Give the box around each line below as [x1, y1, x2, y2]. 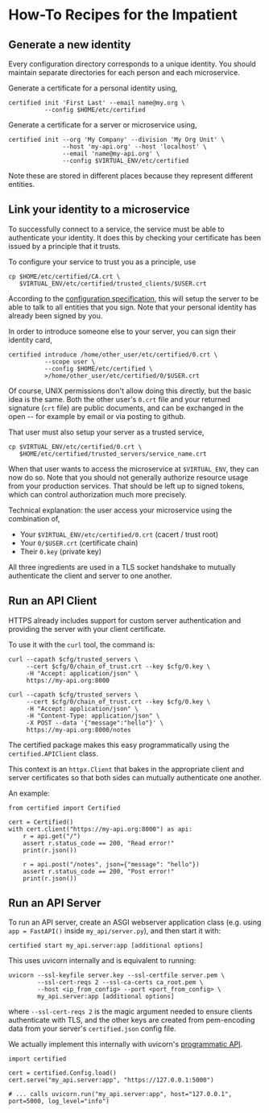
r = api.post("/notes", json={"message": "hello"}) [23, 860, 200, 868]
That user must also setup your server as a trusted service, [8, 427, 205, 437]
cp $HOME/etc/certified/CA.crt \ [8, 272, 121, 280]
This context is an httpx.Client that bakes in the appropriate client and [8, 764, 244, 774]
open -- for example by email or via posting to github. [8, 411, 186, 421]
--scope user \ [43, 357, 95, 366]
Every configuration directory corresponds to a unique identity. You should [8, 59, 256, 69]
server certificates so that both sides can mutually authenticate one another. [8, 772, 262, 783]
